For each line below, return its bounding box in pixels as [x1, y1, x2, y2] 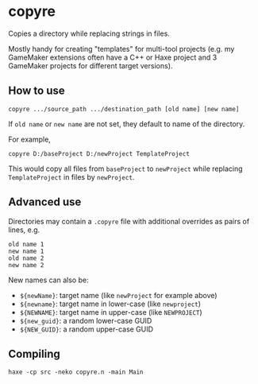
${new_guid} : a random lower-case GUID [19, 316, 152, 325]
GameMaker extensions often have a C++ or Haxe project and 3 [8, 52, 218, 62]
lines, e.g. [8, 225, 40, 235]
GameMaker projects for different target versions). [8, 60, 173, 70]
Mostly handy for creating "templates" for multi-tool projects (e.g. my [8, 44, 235, 53]
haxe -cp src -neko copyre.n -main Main [8, 368, 144, 376]
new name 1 [8, 247, 44, 255]
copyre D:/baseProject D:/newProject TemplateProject [8, 149, 191, 157]
